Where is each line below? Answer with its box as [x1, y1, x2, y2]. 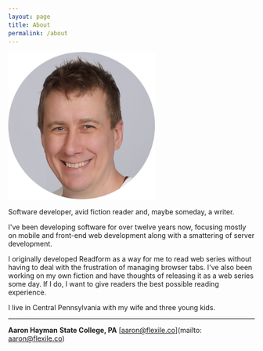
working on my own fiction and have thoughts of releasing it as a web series [8, 271, 254, 280]
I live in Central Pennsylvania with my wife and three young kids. [8, 303, 216, 313]
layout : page [8, 13, 51, 20]
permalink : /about [8, 29, 68, 37]
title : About [8, 20, 51, 29]
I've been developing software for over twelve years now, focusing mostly [8, 222, 247, 232]
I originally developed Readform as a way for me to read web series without [8, 254, 252, 264]
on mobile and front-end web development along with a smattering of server [8, 231, 255, 240]
